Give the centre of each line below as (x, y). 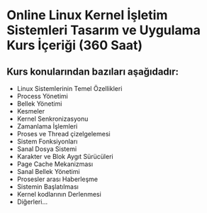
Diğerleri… (32, 202)
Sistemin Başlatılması (47, 187)
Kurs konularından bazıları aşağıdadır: (93, 71)
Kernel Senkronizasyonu (52, 119)
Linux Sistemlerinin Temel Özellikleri (69, 88)
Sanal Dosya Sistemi (47, 149)
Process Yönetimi (42, 96)
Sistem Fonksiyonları (47, 141)
